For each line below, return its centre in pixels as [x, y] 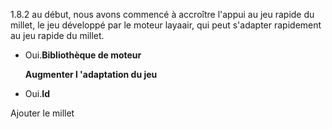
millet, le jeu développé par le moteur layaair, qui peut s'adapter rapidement [166, 25]
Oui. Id [37, 93]
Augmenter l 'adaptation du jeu [91, 74]
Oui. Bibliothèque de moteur [83, 55]
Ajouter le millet [42, 113]
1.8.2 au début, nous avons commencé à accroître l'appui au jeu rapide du [162, 14]
